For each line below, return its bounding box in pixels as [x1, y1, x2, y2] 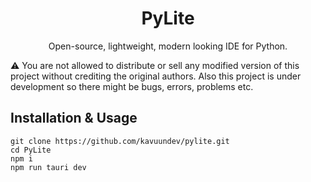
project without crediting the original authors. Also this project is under [10, 70, 302, 82]
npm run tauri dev [10, 162, 87, 172]
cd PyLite [10, 145, 52, 155]
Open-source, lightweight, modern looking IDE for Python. [48, 40, 288, 52]
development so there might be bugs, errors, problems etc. [10, 80, 254, 92]
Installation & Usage [10, 110, 138, 127]
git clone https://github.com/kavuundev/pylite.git [10, 136, 230, 146]
